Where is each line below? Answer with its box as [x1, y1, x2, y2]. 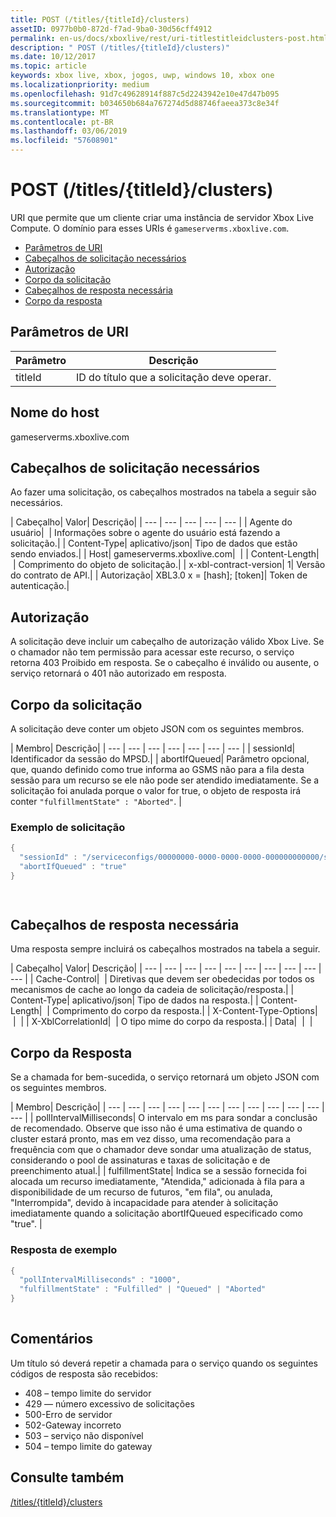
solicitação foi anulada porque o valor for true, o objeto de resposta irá [10, 785, 302, 796]
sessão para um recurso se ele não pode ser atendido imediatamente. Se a [10, 774, 320, 786]
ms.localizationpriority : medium [10, 80, 150, 90]
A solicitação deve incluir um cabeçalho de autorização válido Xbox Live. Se [10, 636, 325, 648]
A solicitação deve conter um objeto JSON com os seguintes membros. [10, 723, 305, 735]
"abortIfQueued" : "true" [19, 862, 128, 872]
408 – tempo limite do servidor [24, 1387, 152, 1399]
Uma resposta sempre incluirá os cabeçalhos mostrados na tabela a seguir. [10, 943, 321, 955]
